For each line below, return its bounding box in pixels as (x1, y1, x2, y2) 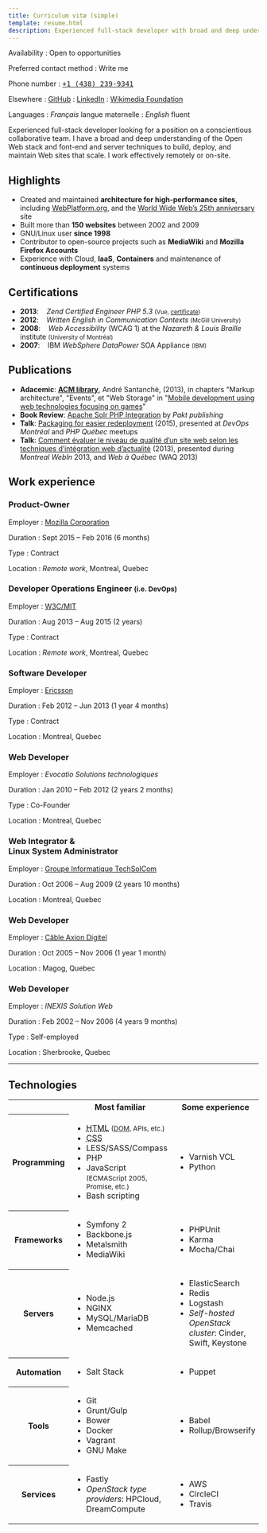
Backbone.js (86, 1229, 133, 1240)
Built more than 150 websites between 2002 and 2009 (19, 220, 200, 230)
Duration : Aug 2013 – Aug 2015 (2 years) (8, 617, 143, 626)
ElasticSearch (188, 1278, 240, 1289)
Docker (86, 1425, 114, 1436)
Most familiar (94, 1102, 146, 1113)
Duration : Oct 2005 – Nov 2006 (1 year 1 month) (8, 947, 167, 957)
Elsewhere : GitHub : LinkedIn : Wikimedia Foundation (8, 95, 184, 104)
